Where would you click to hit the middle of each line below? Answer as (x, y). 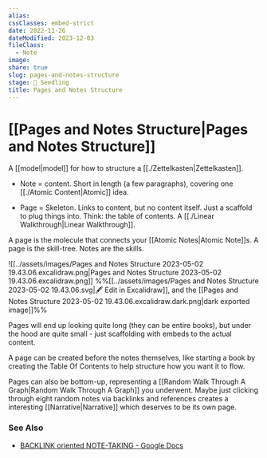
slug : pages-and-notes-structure (64, 75)
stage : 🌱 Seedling (39, 82)
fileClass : (26, 45)
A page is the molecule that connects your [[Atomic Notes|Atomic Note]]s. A (133, 240)
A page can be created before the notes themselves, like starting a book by (132, 358)
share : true (28, 68)
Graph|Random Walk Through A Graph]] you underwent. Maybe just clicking (133, 390)
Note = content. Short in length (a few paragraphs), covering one (126, 184)
